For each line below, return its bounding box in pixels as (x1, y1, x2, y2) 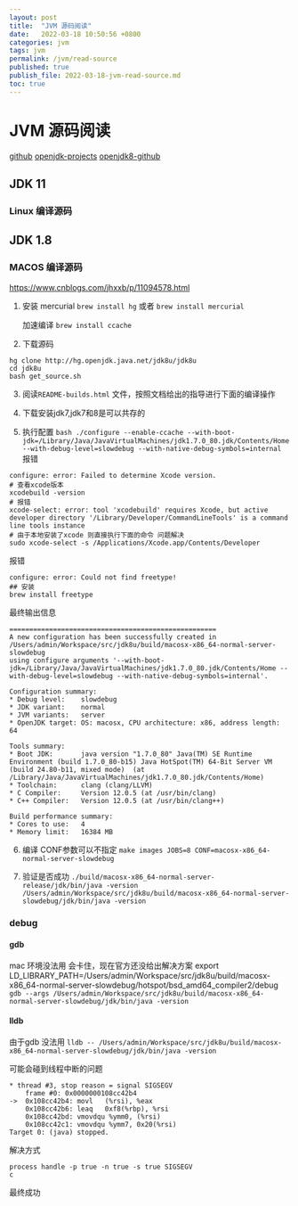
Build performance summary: (9, 812, 114, 821)
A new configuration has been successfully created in (9, 632, 217, 642)
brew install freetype (9, 590, 93, 599)
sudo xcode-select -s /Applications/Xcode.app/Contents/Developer (9, 538, 261, 547)
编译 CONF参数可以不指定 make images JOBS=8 (21, 844, 191, 855)
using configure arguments (9, 656, 109, 665)
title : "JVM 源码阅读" (9, 21, 92, 30)
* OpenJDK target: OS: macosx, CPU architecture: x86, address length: (9, 718, 280, 727)
